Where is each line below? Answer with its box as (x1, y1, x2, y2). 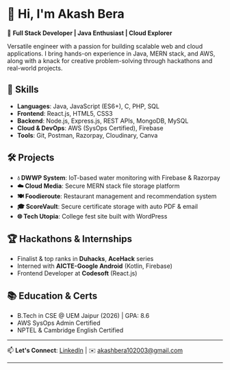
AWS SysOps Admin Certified (16, 319, 101, 328)
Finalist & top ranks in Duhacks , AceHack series (16, 255, 154, 263)
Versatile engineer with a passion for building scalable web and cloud (7, 42, 203, 50)
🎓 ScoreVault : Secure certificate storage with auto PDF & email (16, 202, 199, 210)
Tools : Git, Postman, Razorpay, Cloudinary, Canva (16, 131, 158, 139)
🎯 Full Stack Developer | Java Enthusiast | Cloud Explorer (7, 29, 172, 37)
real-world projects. (7, 64, 63, 72)
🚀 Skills (7, 84, 39, 95)
